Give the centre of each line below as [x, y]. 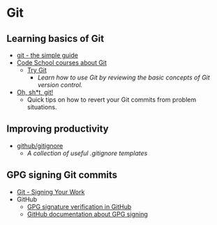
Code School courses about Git [62, 63]
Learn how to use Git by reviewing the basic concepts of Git [124, 77]
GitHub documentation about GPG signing [87, 214]
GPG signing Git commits [62, 175]
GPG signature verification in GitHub [79, 206]
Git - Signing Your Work [51, 192]
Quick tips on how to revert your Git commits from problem [112, 100]
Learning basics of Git [55, 39]
